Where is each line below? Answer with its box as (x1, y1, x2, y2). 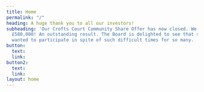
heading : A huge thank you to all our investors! (6, 20, 135, 26)
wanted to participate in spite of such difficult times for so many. (12, 37, 194, 43)
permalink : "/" (6, 15, 45, 21)
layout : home (6, 76, 39, 82)
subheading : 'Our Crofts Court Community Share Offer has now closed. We (6, 25, 197, 32)
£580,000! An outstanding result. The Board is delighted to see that (12, 31, 194, 38)
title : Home (6, 8, 36, 15)
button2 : (6, 59, 29, 65)
